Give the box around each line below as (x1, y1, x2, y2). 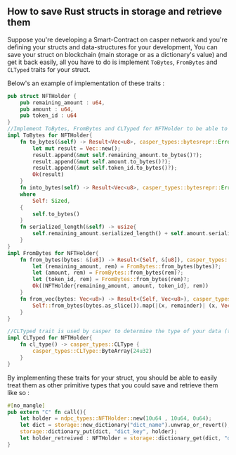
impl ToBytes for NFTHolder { (7, 132, 93, 139)
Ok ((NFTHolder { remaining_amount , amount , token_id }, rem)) (32, 282, 209, 289)
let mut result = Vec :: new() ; (32, 144, 121, 152)
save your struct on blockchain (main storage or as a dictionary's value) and (7, 50, 228, 58)
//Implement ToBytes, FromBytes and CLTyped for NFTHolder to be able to (7, 125, 228, 132)
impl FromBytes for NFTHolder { (7, 249, 99, 256)
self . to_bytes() (32, 211, 80, 218)
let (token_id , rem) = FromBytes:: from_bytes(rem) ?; (32, 276, 190, 283)
